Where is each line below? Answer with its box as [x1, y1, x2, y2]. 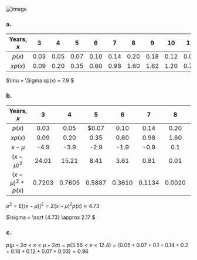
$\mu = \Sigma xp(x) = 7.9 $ [6, 77, 74, 84]
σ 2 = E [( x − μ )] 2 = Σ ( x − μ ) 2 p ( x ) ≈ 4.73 [6, 201, 100, 209]
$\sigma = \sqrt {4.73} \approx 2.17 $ [6, 214, 96, 221]
